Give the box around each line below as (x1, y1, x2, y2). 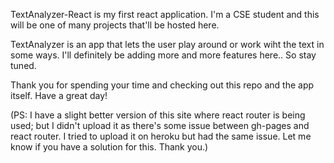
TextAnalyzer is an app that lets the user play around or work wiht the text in (10, 39, 325, 50)
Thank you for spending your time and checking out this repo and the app (10, 79, 315, 91)
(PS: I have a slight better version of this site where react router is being (10, 109, 306, 121)
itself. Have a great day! (10, 90, 108, 101)
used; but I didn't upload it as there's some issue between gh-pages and (10, 120, 310, 131)
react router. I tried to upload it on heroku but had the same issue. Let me (10, 130, 312, 142)
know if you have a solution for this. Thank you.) (10, 141, 209, 153)
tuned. (10, 60, 37, 71)
